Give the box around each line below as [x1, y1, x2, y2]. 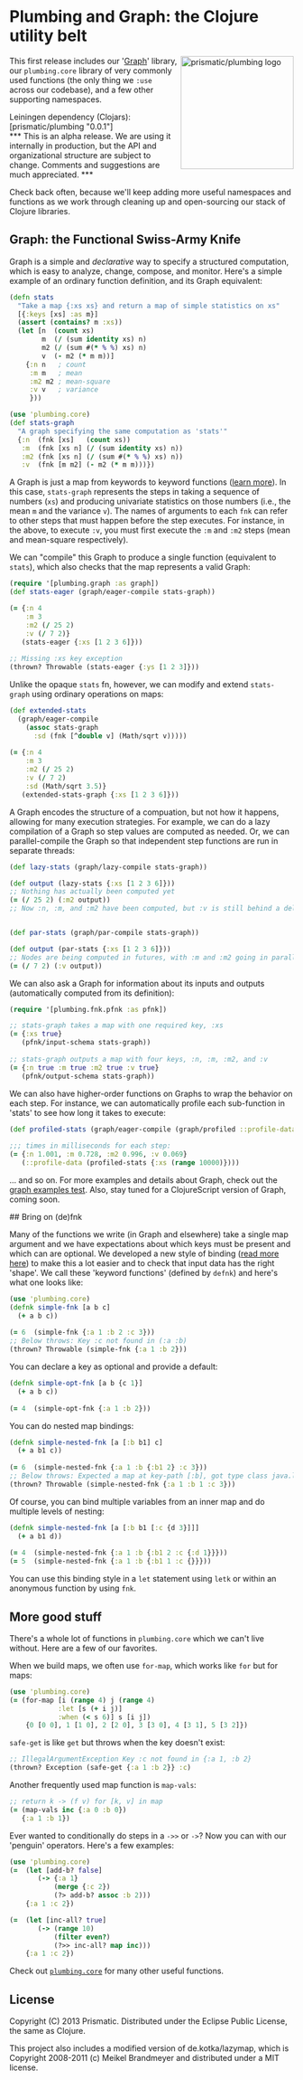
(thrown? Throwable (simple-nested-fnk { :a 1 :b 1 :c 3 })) [9, 1480, 236, 1489]
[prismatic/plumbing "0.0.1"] [9, 120, 114, 132]
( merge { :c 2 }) [53, 1883, 111, 1892]
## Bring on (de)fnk [9, 1211, 83, 1222]
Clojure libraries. [9, 205, 70, 216]
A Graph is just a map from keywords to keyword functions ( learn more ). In [9, 477, 287, 487]
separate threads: [9, 845, 75, 856]
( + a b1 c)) [17, 1446, 63, 1455]
